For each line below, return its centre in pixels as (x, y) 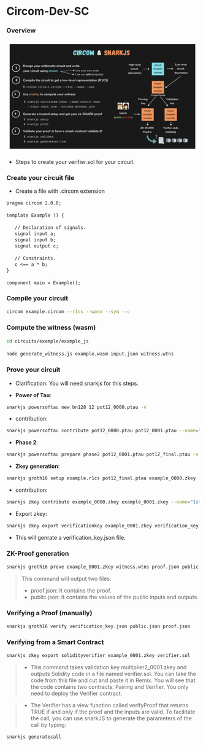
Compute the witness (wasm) (51, 328)
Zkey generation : (37, 466)
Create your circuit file (40, 177)
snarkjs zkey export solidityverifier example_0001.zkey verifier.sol (98, 656)
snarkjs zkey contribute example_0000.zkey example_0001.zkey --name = (98, 502)
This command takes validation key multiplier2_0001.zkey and (109, 667)
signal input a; (35, 234)
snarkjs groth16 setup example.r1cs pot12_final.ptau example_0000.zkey (101, 478)
